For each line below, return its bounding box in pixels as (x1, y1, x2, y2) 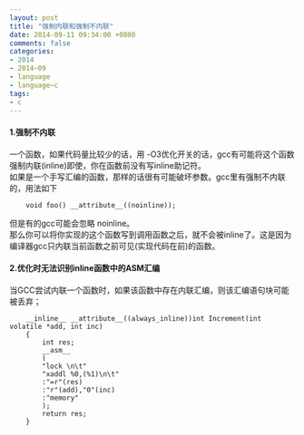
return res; (42, 409, 88, 418)
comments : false (9, 38, 71, 48)
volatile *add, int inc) (9, 322, 103, 331)
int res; (42, 337, 75, 347)
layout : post (9, 13, 59, 23)
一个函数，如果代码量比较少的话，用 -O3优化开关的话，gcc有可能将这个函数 (9, 149, 295, 159)
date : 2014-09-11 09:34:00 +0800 (9, 30, 136, 39)
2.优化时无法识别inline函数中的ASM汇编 (9, 263, 161, 274)
